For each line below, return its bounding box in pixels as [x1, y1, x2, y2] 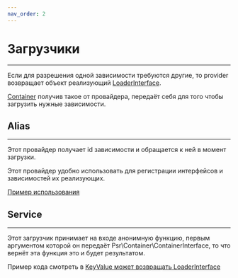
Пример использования [7, 188, 80, 197]
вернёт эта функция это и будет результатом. [7, 249, 145, 257]
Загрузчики [7, 40, 80, 57]
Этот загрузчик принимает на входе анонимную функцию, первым [7, 234, 210, 243]
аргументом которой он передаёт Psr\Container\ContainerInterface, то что [7, 241, 231, 250]
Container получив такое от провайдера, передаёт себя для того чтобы [7, 92, 224, 100]
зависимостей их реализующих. [7, 174, 106, 183]
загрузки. [7, 153, 36, 161]
